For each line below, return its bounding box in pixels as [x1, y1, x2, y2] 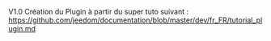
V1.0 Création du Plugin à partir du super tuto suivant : [8, 7, 188, 16]
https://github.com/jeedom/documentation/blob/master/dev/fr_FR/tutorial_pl [8, 15, 263, 25]
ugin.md [8, 24, 36, 33]
